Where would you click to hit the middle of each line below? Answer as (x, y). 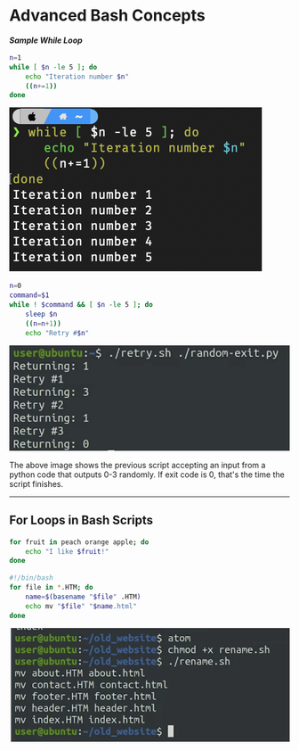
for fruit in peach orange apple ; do (79, 542)
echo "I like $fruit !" (67, 551)
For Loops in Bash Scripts (81, 520)
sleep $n (41, 314)
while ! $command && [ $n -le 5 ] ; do (81, 305)
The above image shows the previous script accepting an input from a (137, 465)
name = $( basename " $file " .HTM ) (83, 597)
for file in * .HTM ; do (51, 588)
